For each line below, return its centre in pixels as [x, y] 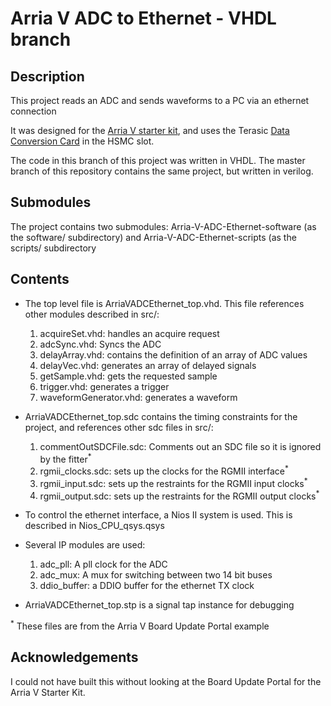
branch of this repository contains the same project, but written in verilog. [162, 171]
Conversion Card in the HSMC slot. [82, 141]
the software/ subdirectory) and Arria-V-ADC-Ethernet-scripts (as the [153, 237]
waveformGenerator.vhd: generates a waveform [138, 397]
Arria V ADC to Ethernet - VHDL [143, 18]
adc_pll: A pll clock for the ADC [103, 564]
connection [33, 111]
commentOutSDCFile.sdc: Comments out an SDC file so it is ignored [180, 446]
